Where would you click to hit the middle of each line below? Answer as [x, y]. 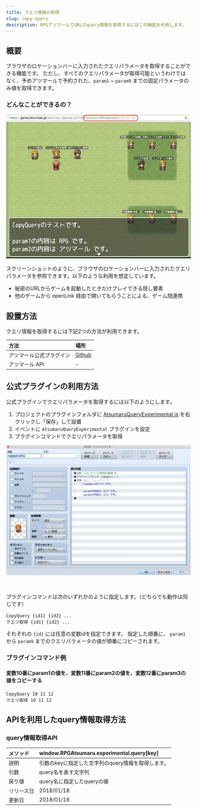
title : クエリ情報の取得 [33, 12]
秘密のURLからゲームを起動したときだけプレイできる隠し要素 [89, 288]
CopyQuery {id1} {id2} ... [39, 616]
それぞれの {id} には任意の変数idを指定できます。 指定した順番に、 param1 [96, 634]
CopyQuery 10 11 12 [30, 694]
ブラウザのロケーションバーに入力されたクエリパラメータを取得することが [96, 66]
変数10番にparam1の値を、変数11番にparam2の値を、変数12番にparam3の [96, 673]
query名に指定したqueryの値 [74, 782]
